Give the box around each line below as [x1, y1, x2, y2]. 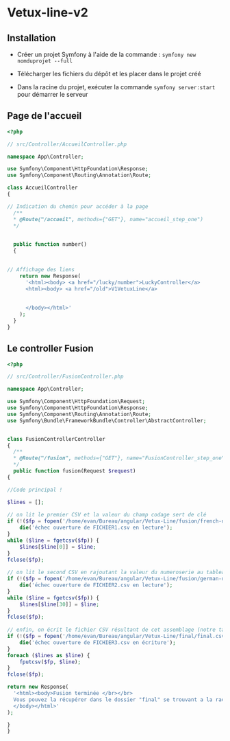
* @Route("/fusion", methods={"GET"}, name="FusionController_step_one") [13, 455, 228, 461]
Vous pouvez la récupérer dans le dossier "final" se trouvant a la [13, 696, 213, 703]
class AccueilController [7, 184, 78, 192]
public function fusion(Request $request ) [13, 468, 136, 475]
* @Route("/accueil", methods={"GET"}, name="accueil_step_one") [13, 216, 204, 223]
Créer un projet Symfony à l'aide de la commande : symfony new [16, 50, 196, 58]
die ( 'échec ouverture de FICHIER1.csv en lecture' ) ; [19, 524, 173, 532]
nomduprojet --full [16, 58, 73, 65]
